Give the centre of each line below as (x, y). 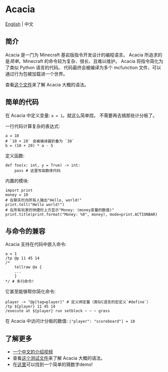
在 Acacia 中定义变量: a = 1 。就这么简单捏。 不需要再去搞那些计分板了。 (81, 115)
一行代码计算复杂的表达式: (33, 126)
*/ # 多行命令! (20, 282)
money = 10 (17, 195)
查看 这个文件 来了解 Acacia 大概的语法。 (47, 84)
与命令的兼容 (25, 231)
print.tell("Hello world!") (35, 205)
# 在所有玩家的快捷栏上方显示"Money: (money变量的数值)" (60, 210)
